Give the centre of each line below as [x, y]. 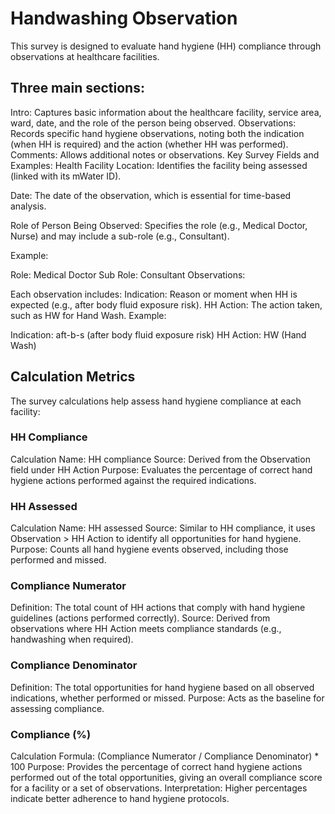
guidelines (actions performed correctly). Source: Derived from [140, 618]
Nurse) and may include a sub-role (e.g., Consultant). [120, 236]
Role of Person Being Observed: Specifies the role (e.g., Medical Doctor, [159, 225]
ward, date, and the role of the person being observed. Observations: [153, 123]
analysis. [28, 206]
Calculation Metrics [73, 377]
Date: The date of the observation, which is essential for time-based [151, 195]
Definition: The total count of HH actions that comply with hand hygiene [158, 608]
